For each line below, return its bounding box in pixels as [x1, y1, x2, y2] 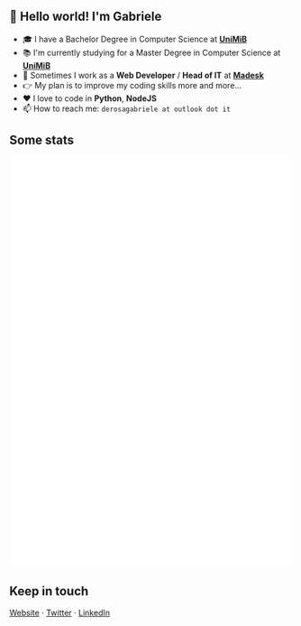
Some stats [9, 133, 75, 148]
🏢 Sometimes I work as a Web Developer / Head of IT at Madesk [22, 70, 264, 80]
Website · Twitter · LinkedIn [9, 607, 111, 619]
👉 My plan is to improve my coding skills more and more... [22, 79, 242, 90]
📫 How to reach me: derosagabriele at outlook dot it [22, 103, 232, 114]
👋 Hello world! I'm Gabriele [9, 9, 162, 24]
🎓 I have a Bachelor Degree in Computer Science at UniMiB [22, 33, 248, 44]
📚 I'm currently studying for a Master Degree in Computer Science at [22, 47, 281, 58]
